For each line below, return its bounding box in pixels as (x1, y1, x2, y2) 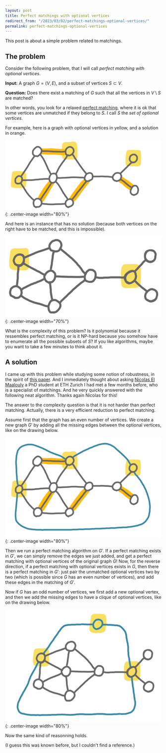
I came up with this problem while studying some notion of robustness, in (5, 371, 155, 377)
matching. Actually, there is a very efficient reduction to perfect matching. (5, 407, 156, 413)
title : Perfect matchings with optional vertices (5, 13, 110, 18)
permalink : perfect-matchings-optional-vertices (5, 24, 108, 29)
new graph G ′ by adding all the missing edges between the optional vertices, (5, 422, 162, 428)
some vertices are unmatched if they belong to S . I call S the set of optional (5, 110, 159, 116)
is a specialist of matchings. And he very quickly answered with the (5, 387, 143, 393)
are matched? (5, 95, 33, 101)
